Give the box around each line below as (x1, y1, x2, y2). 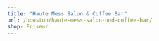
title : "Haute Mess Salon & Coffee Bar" (7, 10, 128, 17)
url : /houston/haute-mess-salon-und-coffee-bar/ (7, 17, 153, 24)
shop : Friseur (7, 23, 49, 30)
